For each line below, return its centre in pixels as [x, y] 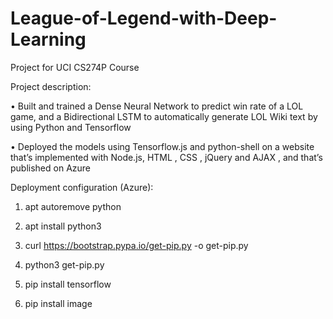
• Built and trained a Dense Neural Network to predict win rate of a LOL [157, 106]
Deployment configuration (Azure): [82, 187]
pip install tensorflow [68, 284]
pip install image [58, 303]
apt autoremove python [73, 206]
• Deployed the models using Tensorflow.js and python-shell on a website [162, 146]
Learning [48, 39]
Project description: [51, 86]
